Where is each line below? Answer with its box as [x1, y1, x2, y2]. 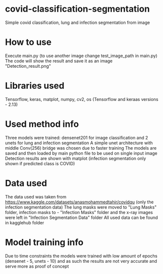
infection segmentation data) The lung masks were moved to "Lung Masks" [5, 204, 157, 210]
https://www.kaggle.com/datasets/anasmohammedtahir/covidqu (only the [5, 199, 154, 205]
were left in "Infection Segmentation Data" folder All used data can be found [5, 215, 158, 220]
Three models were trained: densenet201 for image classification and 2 [5, 135, 148, 140]
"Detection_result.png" [5, 63, 51, 69]
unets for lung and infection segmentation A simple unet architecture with [5, 140, 153, 146]
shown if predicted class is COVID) [5, 160, 75, 166]
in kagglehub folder [5, 219, 44, 225]
